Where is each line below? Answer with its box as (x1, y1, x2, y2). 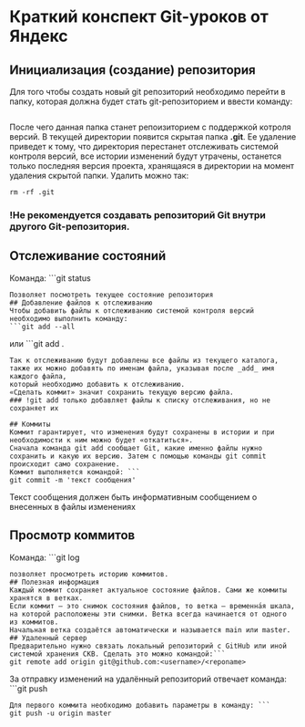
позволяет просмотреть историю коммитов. (9, 569, 169, 578)
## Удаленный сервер (9, 633, 88, 642)
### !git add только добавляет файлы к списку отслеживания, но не (9, 395, 271, 405)
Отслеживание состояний (9, 248, 167, 264)
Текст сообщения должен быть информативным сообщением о (9, 491, 258, 503)
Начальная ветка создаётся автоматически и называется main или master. (9, 625, 291, 635)
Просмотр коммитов (9, 527, 136, 544)
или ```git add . (9, 338, 65, 348)
